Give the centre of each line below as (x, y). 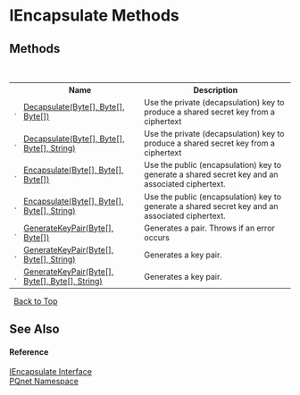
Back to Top (35, 301)
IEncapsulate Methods (95, 16)
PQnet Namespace (44, 382)
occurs (157, 237)
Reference (29, 352)
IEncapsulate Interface (50, 372)
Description (216, 89)
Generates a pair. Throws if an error (209, 228)
